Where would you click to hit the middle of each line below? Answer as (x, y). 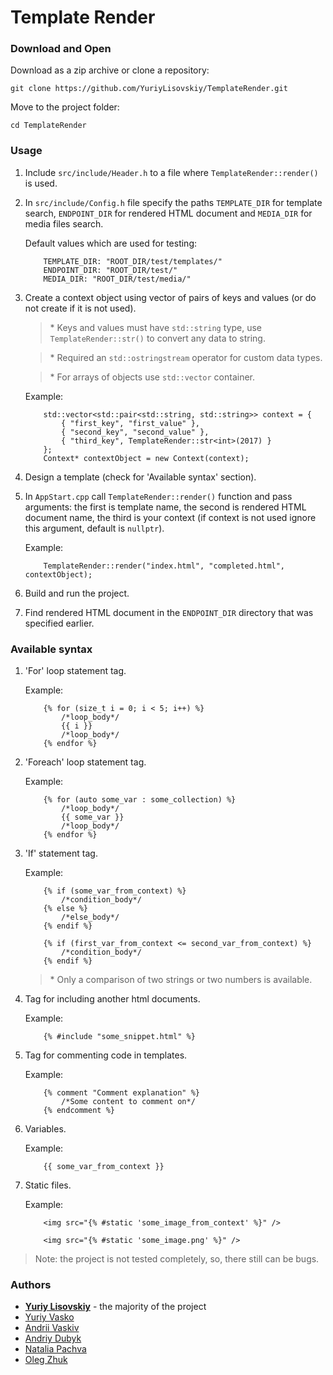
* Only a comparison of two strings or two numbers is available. (181, 980)
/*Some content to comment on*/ (128, 1102)
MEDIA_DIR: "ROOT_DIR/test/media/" (117, 279)
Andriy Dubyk (53, 1338)
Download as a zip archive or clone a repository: (110, 70)
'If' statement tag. (61, 853)
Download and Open (61, 49)
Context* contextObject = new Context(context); (146, 458)
